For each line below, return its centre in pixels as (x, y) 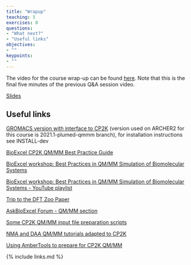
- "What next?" (25, 34)
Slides (14, 96)
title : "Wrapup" (26, 12)
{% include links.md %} (35, 257)
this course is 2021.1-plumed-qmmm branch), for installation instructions (94, 135)
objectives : (21, 45)
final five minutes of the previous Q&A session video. (70, 84)
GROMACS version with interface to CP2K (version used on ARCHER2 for (95, 128)
